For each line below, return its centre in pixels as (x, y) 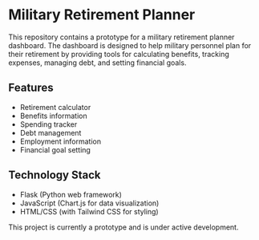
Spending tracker (49, 124)
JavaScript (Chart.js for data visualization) (89, 203)
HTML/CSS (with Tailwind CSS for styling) (89, 211)
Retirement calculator (55, 107)
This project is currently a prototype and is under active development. (123, 227)
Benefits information (53, 116)
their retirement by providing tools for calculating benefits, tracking (119, 54)
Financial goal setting (55, 149)
